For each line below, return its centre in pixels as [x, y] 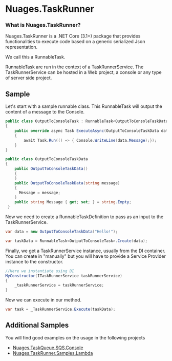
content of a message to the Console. [45, 112]
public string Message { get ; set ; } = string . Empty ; [73, 202]
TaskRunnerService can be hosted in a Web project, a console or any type [84, 72]
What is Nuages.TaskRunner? [43, 25]
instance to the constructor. [35, 261]
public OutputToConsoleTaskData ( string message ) [67, 183]
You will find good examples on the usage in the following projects [75, 337]
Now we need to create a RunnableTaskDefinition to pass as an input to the [84, 217]
